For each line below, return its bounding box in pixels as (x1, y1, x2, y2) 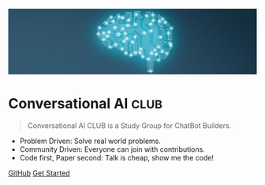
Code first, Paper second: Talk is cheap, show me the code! (19, 153, 215, 163)
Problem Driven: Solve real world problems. (19, 136, 162, 146)
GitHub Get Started (8, 168, 70, 178)
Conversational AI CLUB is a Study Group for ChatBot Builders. (27, 121, 232, 130)
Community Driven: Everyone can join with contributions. (19, 145, 205, 154)
